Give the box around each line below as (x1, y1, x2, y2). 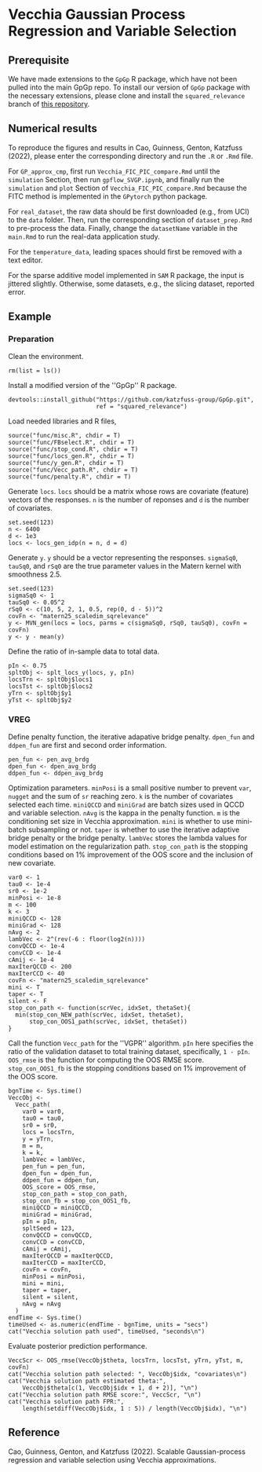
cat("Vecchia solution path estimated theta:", (8, 1377, 167, 1385)
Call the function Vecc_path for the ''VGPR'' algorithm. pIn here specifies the (8, 1038, 253, 1048)
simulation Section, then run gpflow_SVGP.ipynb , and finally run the (8, 174, 225, 184)
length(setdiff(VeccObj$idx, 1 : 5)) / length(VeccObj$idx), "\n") (22, 1404, 247, 1412)
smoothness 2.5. (8, 569, 62, 579)
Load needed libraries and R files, (8, 416, 117, 426)
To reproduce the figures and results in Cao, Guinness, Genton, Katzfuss (8, 143, 243, 152)
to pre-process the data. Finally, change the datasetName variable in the (8, 223, 238, 233)
